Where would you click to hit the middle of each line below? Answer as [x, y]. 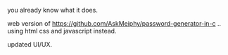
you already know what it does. [53, 10]
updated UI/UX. [30, 44]
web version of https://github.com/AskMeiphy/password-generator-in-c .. [114, 23]
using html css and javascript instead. [62, 31]
